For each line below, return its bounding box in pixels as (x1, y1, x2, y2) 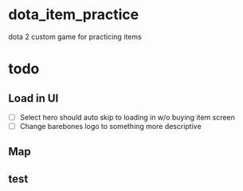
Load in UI (8, 92, 59, 105)
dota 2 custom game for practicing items (8, 32, 142, 41)
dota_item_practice (8, 6, 139, 24)
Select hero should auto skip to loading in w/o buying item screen (19, 112, 235, 122)
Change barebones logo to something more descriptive (19, 122, 202, 131)
